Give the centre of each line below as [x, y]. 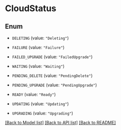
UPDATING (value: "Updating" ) [40, 104]
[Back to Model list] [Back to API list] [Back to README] [60, 122]
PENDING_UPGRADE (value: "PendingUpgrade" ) [54, 85]
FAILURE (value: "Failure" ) [38, 47]
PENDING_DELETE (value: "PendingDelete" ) [52, 75]
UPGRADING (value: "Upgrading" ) [43, 113]
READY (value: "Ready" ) [34, 94]
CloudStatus [31, 8]
